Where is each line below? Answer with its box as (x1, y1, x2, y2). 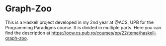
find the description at (5, 30, 51, 36)
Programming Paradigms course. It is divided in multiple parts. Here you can (5, 24, 162, 30)
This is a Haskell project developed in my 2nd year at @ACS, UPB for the (5, 19, 154, 25)
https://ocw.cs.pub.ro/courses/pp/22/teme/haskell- (51, 30, 157, 36)
